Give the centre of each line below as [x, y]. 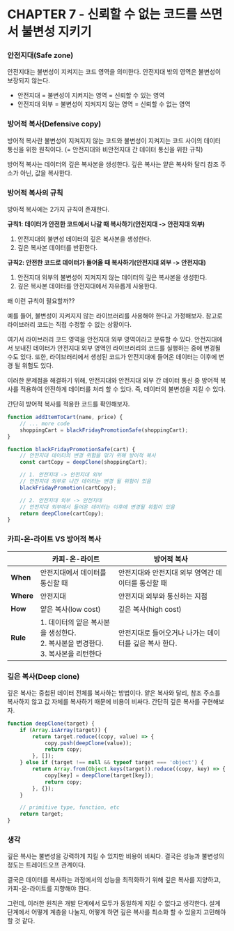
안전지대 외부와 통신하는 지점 [163, 596]
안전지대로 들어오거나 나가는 [162, 633]
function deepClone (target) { [51, 724]
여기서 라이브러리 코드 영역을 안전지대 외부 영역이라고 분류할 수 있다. [100, 339]
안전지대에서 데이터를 [73, 572]
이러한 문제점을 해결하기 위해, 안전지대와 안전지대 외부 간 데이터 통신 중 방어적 [113, 381]
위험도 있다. [38, 366]
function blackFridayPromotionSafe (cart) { [71, 449]
